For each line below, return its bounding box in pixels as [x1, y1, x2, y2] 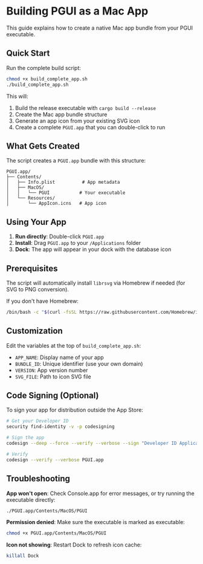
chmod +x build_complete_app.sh [6, 76, 88, 82]
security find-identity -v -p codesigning [6, 424, 115, 430]
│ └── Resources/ [6, 195, 56, 201]
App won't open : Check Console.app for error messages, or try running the [6, 490, 195, 497]
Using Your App [6, 216, 66, 227]
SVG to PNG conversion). [6, 285, 69, 293]
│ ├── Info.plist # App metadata [6, 180, 120, 186]
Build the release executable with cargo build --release [14, 104, 156, 111]
